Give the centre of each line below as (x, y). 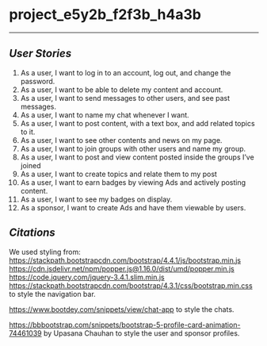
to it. (28, 132)
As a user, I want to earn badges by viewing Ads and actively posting (133, 182)
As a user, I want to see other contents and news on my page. (121, 140)
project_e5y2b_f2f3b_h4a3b (105, 15)
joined (31, 165)
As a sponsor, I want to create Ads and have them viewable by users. (133, 207)
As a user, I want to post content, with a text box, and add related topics (138, 123)
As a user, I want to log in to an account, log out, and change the (126, 72)
